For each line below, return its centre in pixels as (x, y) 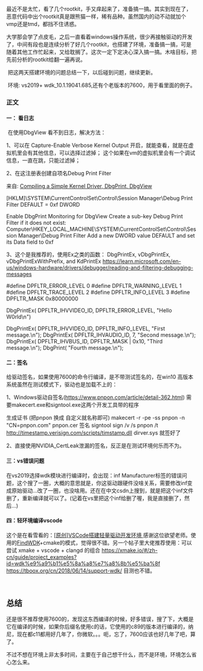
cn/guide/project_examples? (42, 557)
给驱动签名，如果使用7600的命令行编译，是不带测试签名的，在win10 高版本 (100, 377)
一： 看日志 (20, 118)
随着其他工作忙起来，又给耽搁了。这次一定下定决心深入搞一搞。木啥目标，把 (101, 52)
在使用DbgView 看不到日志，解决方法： (57, 132)
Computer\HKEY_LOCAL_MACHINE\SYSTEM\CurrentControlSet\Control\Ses (101, 229)
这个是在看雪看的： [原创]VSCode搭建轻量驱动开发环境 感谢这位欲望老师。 (99, 535)
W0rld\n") (19, 317)
